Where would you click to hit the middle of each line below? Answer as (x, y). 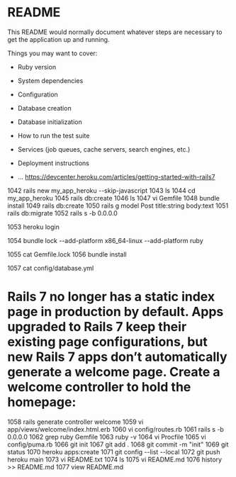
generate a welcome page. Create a (114, 372)
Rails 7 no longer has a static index (111, 297)
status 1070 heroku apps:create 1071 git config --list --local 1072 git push (114, 451)
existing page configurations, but (107, 342)
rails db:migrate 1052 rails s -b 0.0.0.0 (63, 213)
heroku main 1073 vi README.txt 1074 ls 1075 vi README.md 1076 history (114, 459)
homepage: (42, 402)
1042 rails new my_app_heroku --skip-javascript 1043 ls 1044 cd (102, 190)
